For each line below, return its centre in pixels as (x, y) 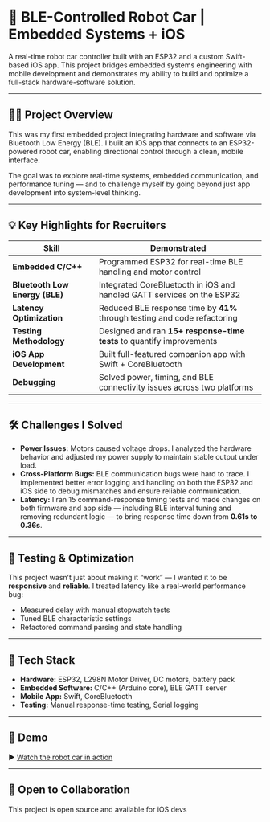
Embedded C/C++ (47, 267)
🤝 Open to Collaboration (69, 790)
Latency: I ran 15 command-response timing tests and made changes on (140, 500)
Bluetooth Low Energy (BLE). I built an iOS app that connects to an (118, 143)
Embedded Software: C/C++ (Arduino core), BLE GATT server (123, 688)
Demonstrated (178, 247)
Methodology (39, 341)
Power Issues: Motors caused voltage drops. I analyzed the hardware (135, 448)
